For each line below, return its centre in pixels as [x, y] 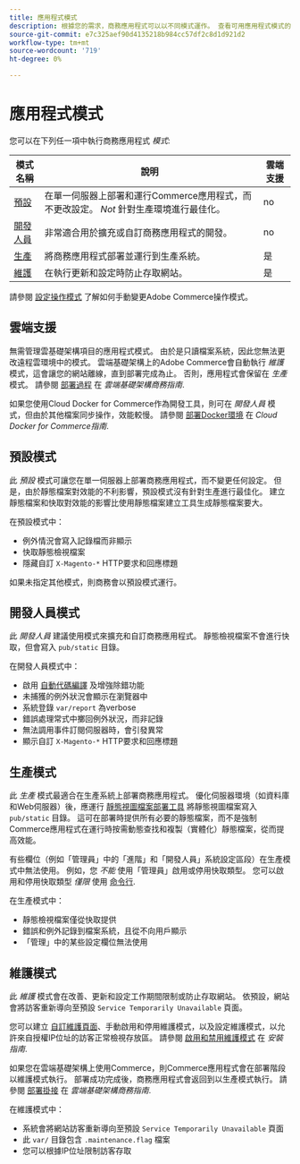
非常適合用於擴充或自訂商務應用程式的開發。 [138, 232]
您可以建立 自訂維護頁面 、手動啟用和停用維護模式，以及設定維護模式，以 [143, 1027]
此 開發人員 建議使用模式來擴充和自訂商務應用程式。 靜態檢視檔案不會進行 [146, 636]
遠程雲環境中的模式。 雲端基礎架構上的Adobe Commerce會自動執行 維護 [150, 362]
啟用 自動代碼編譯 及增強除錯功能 [83, 685]
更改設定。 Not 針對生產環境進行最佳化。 [139, 209]
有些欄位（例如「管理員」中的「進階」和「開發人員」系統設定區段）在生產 [146, 860]
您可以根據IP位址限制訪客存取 [77, 1151]
